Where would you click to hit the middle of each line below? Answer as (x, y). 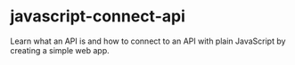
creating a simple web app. (60, 50)
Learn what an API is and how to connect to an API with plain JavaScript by (148, 41)
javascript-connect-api (98, 16)
